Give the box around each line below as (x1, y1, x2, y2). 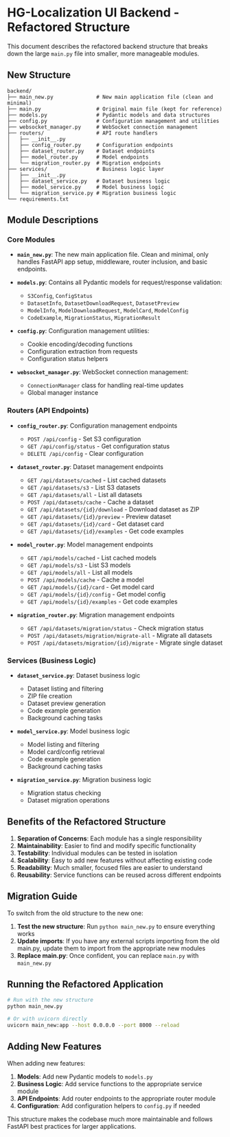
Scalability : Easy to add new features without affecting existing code (16, 856, 213, 864)
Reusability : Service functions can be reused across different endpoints (16, 871, 222, 879)
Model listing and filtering (27, 740, 100, 749)
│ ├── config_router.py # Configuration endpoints (7, 141, 174, 148)
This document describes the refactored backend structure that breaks (7, 42, 208, 50)
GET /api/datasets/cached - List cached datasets (27, 476, 167, 484)
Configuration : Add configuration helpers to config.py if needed (16, 1101, 200, 1110)
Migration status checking (27, 789, 102, 797)
